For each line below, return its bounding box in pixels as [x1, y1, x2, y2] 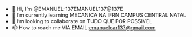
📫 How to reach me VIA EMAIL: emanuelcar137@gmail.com [11, 24, 156, 31]
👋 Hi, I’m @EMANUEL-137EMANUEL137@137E [11, 6, 123, 12]
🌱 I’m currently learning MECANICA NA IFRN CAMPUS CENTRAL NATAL [11, 12, 187, 18]
